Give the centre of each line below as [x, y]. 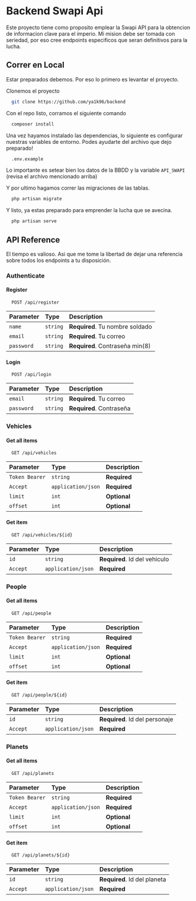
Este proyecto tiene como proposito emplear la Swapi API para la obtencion [98, 27]
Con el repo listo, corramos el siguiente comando [66, 113]
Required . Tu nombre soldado [110, 327]
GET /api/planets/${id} [41, 855]
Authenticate [25, 276]
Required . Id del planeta [133, 880]
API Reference [33, 240]
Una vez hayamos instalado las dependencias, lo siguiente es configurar [94, 136]
